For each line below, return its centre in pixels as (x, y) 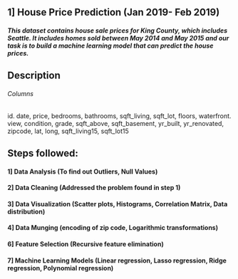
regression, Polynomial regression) (61, 268)
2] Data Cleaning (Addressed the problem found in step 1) (94, 188)
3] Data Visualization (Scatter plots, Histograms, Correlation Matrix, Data (118, 204)
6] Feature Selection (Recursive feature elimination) (86, 244)
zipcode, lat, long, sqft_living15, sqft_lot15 (68, 131)
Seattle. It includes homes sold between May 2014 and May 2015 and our (118, 38)
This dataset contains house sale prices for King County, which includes (118, 30)
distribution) (26, 211)
